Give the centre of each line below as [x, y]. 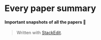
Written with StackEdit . [39, 33]
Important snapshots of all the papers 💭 [45, 22]
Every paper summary [50, 8]
